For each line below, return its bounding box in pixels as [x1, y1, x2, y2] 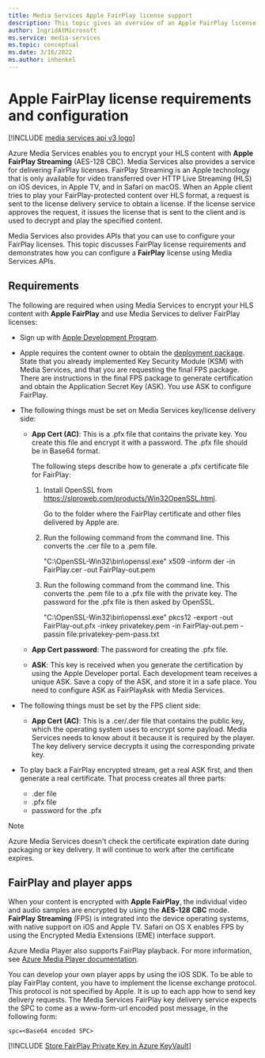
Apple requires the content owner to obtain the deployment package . [19, 348, 245, 357]
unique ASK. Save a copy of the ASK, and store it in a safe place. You [31, 677, 257, 686]
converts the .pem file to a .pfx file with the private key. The [43, 588, 237, 598]
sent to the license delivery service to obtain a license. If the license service [8, 199, 256, 208]
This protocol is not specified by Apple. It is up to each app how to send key [8, 987, 256, 996]
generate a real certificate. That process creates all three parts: [19, 773, 227, 783]
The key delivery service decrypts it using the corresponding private [31, 741, 256, 751]
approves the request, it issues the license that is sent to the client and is [8, 207, 246, 216]
